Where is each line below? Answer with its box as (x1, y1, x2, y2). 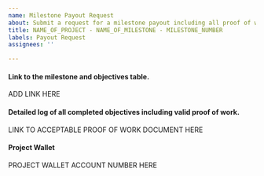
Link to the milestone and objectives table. (8, 71, 150, 81)
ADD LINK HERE (8, 90, 60, 99)
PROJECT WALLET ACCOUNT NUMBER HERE (8, 160, 157, 170)
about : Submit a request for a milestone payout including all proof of (8, 19, 251, 27)
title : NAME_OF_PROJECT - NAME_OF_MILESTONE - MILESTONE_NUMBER (8, 26, 223, 34)
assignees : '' (8, 41, 55, 49)
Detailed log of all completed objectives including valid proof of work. (8, 107, 240, 116)
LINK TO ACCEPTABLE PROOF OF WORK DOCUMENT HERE (8, 125, 203, 134)
